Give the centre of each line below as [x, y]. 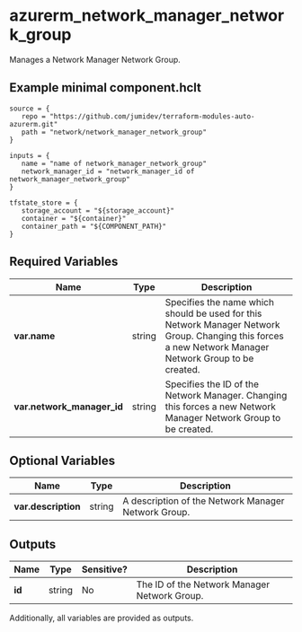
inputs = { [30, 155]
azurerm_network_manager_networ [147, 16]
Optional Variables [62, 460]
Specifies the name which [219, 302]
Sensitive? [104, 569]
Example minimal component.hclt [106, 88]
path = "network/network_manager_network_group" [114, 132]
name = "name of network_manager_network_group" [114, 163]
